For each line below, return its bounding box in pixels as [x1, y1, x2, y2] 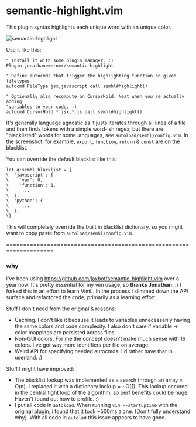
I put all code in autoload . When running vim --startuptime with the [14, 402, 178, 409]
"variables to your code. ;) [6, 104, 77, 110]
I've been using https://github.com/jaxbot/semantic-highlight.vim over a [6, 275, 180, 282]
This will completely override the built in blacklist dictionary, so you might [6, 223, 183, 230]
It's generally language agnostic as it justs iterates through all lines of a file [6, 119, 186, 126]
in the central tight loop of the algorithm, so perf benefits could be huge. [14, 389, 189, 396]
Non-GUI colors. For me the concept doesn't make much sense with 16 [14, 335, 186, 343]
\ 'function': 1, [6, 182, 57, 188]
